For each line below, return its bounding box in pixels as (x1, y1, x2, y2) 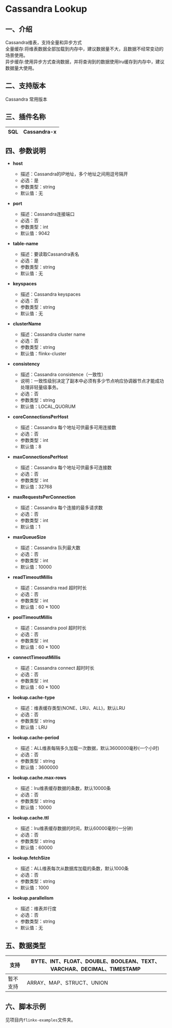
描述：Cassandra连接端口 (20, 211, 75, 217)
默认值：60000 (20, 845, 53, 851)
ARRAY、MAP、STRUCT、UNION (27, 979, 109, 986)
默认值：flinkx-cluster (20, 351, 67, 357)
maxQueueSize (12, 534, 46, 540)
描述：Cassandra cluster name (20, 332, 85, 338)
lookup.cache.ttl (12, 814, 49, 821)
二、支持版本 (5, 82, 46, 90)
